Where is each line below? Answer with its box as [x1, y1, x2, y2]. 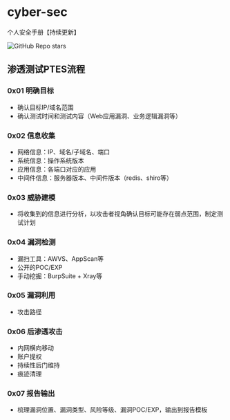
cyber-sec [7, 4, 68, 20]
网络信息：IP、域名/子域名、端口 [17, 147, 111, 156]
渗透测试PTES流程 [7, 64, 86, 75]
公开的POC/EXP [17, 263, 63, 271]
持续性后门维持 [17, 361, 60, 369]
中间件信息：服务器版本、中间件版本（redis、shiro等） [17, 174, 173, 182]
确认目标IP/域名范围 [17, 103, 74, 111]
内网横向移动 [17, 344, 54, 352]
